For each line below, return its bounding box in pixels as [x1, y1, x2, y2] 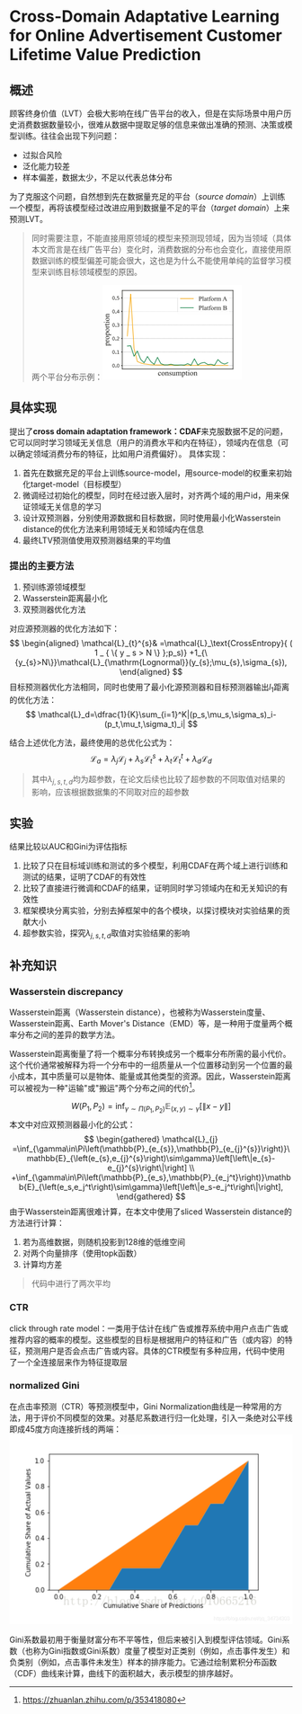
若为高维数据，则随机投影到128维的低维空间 [22, 1237, 186, 1248]
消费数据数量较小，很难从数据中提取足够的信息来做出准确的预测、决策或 [16, 120, 285, 129]
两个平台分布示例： [31, 371, 103, 382]
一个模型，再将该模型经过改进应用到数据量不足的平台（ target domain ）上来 [9, 202, 290, 213]
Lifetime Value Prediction [9, 45, 201, 65]
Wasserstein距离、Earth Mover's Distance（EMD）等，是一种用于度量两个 [9, 1018, 285, 1029]
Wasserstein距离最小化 [22, 593, 108, 604]
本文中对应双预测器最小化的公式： [9, 1119, 136, 1130]
